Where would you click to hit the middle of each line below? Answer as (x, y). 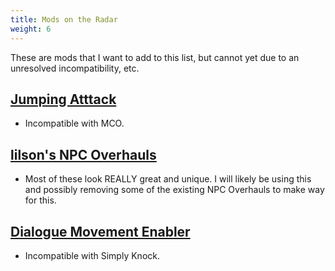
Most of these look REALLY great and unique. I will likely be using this (168, 179)
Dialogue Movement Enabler (100, 231)
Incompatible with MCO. (74, 123)
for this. (40, 200)
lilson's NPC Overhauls (83, 154)
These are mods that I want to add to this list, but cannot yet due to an (155, 57)
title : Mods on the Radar (64, 19)
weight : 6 (31, 29)
